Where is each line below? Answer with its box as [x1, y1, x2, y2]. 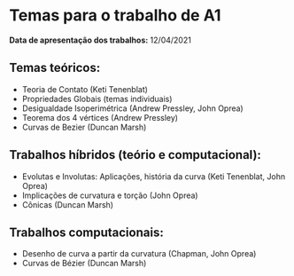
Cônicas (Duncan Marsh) [21, 199, 113, 209]
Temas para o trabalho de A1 [9, 5, 221, 26]
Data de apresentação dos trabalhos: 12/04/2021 [9, 35, 192, 45]
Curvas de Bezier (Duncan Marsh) [21, 122, 147, 132]
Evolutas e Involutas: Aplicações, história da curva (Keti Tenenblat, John [21, 170, 286, 182]
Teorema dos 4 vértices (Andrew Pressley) [21, 112, 179, 122]
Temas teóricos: [9, 60, 101, 75]
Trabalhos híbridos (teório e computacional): [9, 147, 261, 162]
